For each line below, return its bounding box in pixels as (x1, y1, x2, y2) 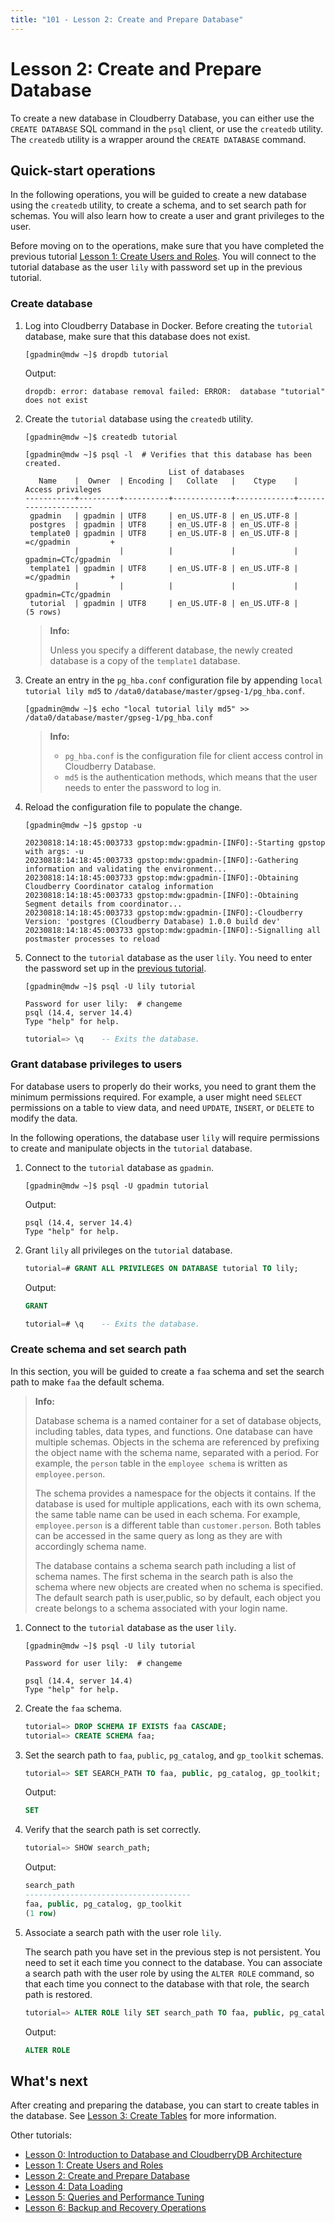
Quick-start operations (10, 162, 156, 179)
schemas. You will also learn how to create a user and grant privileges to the (10, 210, 325, 222)
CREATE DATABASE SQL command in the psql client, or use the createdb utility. (10, 122, 324, 135)
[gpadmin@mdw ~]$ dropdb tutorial (24, 349, 169, 360)
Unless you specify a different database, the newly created (49, 644, 293, 656)
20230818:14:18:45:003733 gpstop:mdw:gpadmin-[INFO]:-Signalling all (24, 925, 322, 935)
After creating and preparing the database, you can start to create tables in (10, 2099, 320, 2111)
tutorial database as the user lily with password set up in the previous (10, 261, 303, 273)
